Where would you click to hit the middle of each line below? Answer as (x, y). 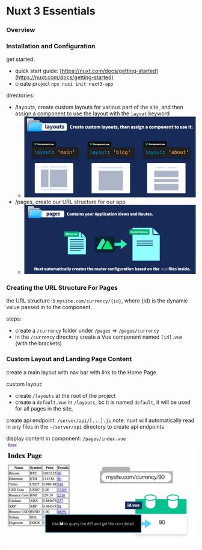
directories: (20, 95)
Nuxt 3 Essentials (51, 11)
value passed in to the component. (49, 307)
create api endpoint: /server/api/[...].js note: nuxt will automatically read (100, 420)
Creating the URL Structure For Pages (62, 288)
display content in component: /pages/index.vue (66, 438)
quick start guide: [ (38, 71)
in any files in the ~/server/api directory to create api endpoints (85, 426)
